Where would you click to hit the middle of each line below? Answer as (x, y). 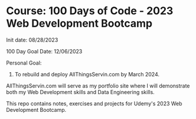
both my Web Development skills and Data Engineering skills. (80, 92)
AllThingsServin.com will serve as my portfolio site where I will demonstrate (98, 86)
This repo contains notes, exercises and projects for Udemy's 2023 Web (94, 103)
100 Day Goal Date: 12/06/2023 (44, 51)
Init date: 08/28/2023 (32, 40)
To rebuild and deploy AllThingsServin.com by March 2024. (87, 74)
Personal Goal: (24, 63)
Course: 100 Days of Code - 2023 (90, 11)
